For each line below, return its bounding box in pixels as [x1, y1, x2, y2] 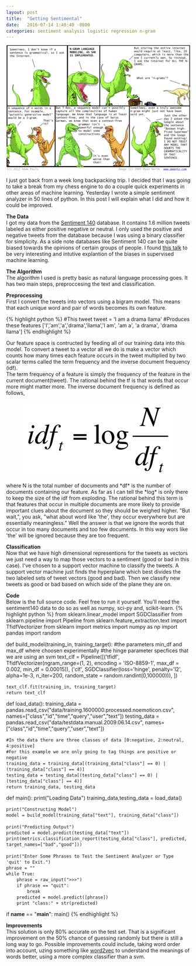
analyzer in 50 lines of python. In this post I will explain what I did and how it [6, 195, 190, 202]
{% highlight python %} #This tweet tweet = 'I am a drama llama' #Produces [6, 316, 190, 323]
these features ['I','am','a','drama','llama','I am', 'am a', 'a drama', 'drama [6, 321, 177, 328]
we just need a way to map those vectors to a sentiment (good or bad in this [6, 555, 190, 562]
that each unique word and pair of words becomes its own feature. [6, 304, 167, 311]
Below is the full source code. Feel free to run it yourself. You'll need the [6, 598, 180, 605]
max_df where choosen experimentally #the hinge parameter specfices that [6, 647, 189, 654]
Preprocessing [6, 292, 43, 299]
